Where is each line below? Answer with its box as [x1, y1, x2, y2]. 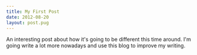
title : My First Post [6, 8, 60, 15]
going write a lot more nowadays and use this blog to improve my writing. [6, 42, 186, 49]
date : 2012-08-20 [6, 14, 49, 20]
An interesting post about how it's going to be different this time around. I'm [6, 36, 191, 43]
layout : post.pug [6, 20, 49, 25]
